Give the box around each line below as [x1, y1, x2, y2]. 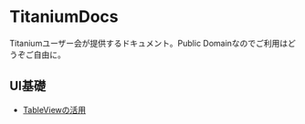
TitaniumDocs [9, 6, 119, 27]
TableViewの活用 [22, 104, 87, 115]
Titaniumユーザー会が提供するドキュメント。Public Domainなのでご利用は [9, 37, 289, 48]
